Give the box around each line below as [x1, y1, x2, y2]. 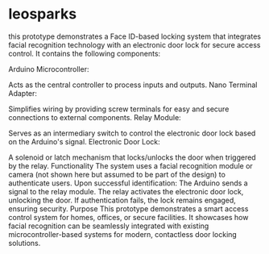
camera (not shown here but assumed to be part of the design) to [8, 169, 226, 179]
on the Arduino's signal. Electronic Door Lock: [8, 136, 161, 146]
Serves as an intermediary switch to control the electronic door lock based [8, 128, 256, 138]
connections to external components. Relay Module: [8, 112, 181, 122]
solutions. [8, 238, 41, 248]
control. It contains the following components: [8, 48, 161, 58]
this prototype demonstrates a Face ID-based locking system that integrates [8, 31, 262, 41]
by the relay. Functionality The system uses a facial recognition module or [8, 160, 254, 170]
